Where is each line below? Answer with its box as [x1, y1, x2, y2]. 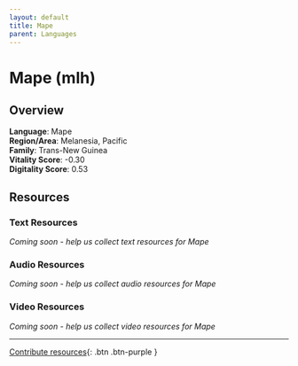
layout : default [9, 12, 69, 22]
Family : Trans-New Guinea [9, 145, 108, 156]
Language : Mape [9, 126, 73, 137]
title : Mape [9, 21, 53, 30]
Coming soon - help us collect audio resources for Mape [9, 278, 216, 289]
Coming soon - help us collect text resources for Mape [9, 237, 210, 247]
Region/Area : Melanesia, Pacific [9, 136, 128, 146]
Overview [9, 103, 65, 118]
